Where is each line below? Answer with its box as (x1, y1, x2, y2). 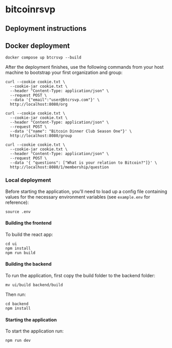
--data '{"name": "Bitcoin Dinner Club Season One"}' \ (10, 129, 132, 134)
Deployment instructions (5, 24, 87, 33)
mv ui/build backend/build (5, 282, 63, 288)
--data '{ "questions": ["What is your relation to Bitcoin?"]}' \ (10, 160, 158, 165)
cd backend (5, 301, 29, 306)
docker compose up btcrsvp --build (5, 55, 82, 60)
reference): (5, 199, 29, 205)
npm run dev (5, 338, 31, 343)
